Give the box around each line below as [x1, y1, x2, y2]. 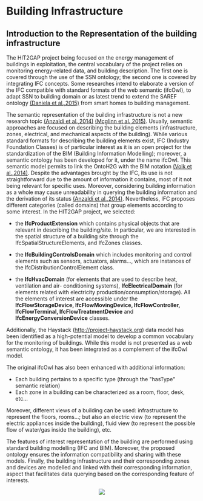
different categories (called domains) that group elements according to [6, 202, 184, 209]
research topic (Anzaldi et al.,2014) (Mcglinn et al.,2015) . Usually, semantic [6, 117, 193, 125]
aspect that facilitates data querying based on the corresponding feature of [6, 470, 195, 477]
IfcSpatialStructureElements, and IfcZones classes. [15, 239, 142, 246]
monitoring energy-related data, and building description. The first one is [6, 67, 188, 74]
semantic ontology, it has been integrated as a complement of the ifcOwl [6, 345, 188, 353]
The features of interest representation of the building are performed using [6, 438, 193, 445]
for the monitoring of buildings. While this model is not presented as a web [6, 339, 193, 346]
